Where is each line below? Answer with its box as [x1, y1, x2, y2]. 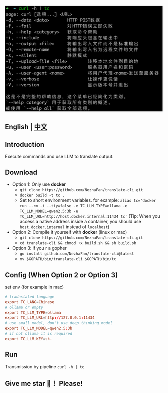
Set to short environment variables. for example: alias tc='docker [19, 197, 156, 203]
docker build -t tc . [19, 193, 65, 198]
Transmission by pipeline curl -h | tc [5, 363, 85, 369]
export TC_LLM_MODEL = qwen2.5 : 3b [5, 326, 72, 331]
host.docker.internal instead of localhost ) [19, 224, 110, 230]
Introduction [5, 140, 45, 149]
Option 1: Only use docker [12, 181, 66, 187]
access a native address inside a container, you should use [19, 219, 141, 225]
